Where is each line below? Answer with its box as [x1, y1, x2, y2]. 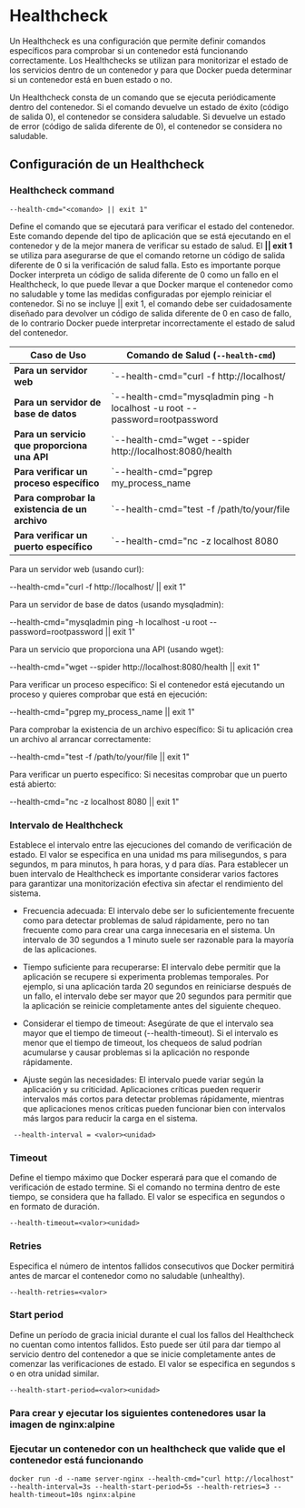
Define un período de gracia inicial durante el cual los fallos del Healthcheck [9, 1329, 295, 1340]
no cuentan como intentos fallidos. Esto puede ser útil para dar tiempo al [9, 1339, 281, 1350]
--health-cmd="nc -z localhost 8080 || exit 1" [9, 796, 180, 807]
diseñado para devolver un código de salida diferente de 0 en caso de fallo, [9, 307, 292, 318]
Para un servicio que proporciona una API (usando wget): [9, 643, 224, 655]
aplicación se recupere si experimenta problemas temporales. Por [22, 970, 270, 982]
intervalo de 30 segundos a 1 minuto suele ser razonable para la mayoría [22, 934, 295, 945]
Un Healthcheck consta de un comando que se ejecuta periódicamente [9, 92, 277, 103]
